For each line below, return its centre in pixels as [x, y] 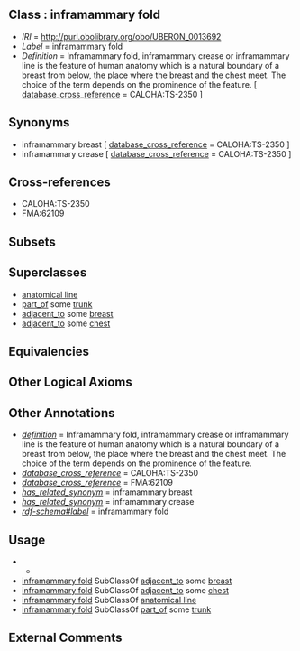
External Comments [65, 638]
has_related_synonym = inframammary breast [107, 492]
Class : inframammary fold [85, 15]
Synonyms [39, 122]
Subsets [32, 242]
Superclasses [48, 273]
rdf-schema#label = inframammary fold [95, 511]
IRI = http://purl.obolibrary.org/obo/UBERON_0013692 [121, 36]
